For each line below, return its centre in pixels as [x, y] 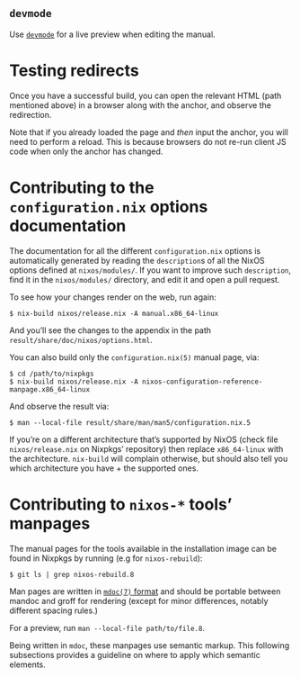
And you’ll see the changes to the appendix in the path [110, 330]
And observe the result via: [59, 406]
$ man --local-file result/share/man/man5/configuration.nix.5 [130, 422]
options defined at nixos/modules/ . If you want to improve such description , [150, 270]
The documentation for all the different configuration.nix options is [135, 250]
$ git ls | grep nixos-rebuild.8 [72, 574]
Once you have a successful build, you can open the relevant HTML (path [146, 95]
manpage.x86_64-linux [50, 389]
